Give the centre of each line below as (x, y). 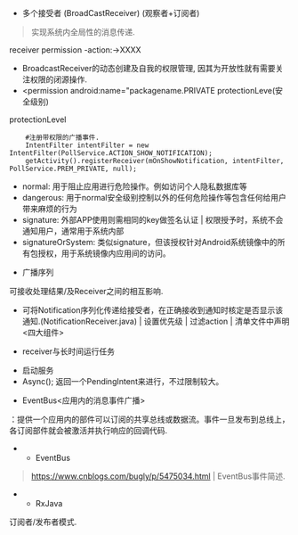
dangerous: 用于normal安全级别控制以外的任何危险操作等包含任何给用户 (154, 198)
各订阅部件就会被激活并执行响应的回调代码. (89, 430)
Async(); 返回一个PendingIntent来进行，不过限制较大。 (123, 381)
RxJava (49, 503)
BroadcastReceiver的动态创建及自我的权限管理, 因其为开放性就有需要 (149, 68)
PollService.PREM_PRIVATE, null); (73, 169)
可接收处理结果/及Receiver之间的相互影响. (86, 291)
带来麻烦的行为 (49, 209)
